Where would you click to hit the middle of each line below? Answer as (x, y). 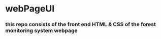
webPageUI (30, 9)
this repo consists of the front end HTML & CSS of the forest (81, 24)
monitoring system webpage (41, 30)
